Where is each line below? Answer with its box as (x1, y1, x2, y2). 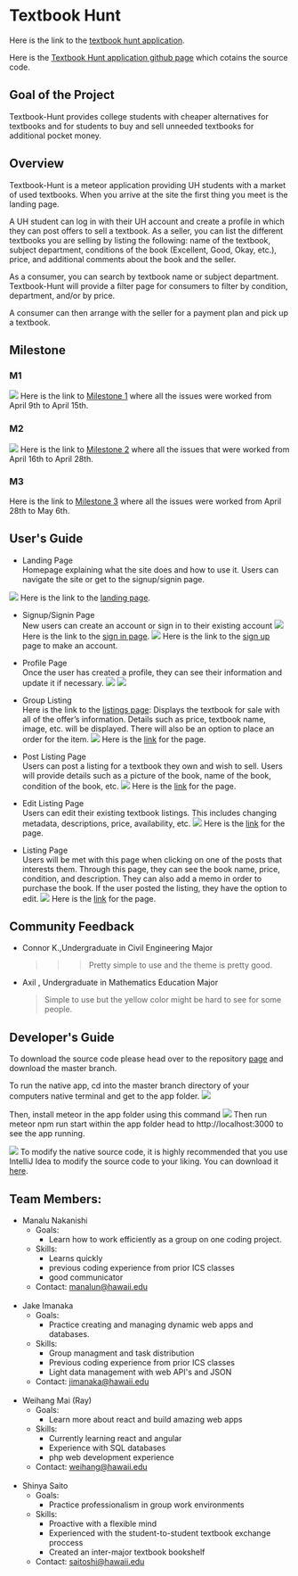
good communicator (48, 1272, 124, 1283)
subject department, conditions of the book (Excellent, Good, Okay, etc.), (9, 244, 278, 255)
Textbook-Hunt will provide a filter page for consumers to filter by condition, (9, 280, 288, 291)
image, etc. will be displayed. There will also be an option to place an (21, 723, 275, 734)
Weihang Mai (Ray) (21, 1395, 92, 1406)
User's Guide (9, 532, 84, 547)
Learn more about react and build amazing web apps (48, 1415, 243, 1425)
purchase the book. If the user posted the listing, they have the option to (21, 882, 287, 893)
